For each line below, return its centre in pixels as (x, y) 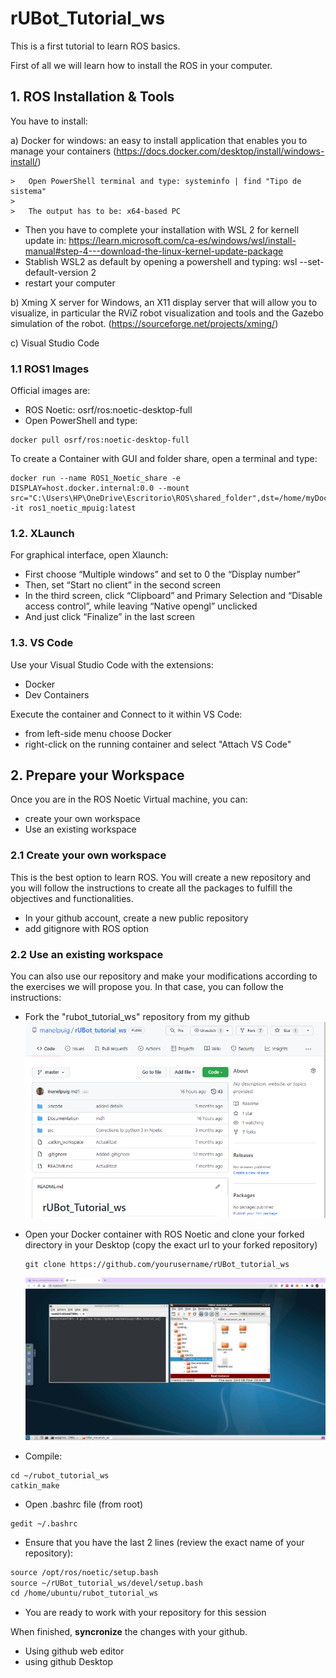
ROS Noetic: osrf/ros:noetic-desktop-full (108, 410)
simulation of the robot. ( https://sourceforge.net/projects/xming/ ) (144, 323)
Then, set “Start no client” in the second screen (123, 585)
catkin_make (35, 1485)
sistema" (28, 191)
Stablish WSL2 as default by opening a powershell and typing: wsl (161, 261)
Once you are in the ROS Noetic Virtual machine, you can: (129, 799)
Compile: (43, 1456)
